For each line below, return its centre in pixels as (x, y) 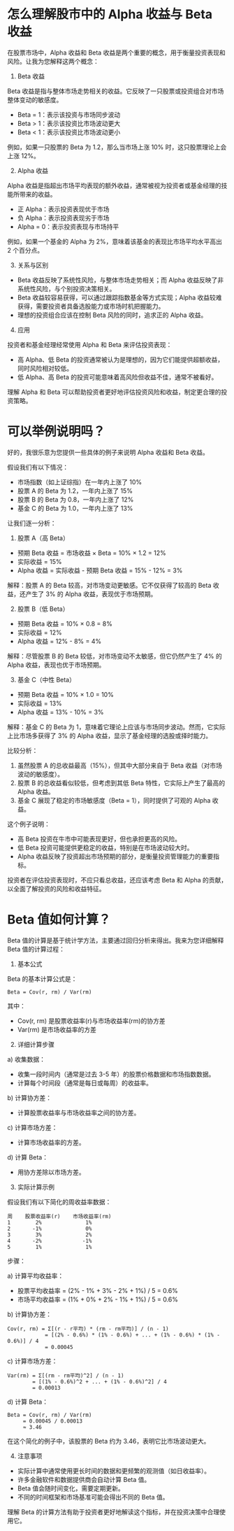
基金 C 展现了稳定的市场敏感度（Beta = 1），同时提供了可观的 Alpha (114, 800)
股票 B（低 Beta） (43, 609)
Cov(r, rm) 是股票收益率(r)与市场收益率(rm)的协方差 (91, 1021)
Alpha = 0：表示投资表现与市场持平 (68, 226)
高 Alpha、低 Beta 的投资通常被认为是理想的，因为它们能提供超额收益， (120, 359)
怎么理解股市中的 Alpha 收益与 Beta (110, 14)
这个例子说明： (29, 824)
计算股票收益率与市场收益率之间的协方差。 (79, 1113)
